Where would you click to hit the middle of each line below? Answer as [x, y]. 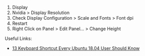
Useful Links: [19, 38]
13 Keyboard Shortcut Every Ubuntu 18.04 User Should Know [76, 48]
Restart [20, 23]
